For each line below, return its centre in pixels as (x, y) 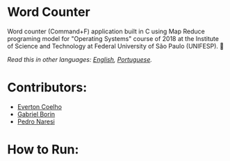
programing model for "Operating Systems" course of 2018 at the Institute (113, 38)
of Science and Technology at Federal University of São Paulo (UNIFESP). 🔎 (116, 46)
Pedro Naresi (36, 121)
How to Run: (43, 150)
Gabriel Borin (36, 114)
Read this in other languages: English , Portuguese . (80, 59)
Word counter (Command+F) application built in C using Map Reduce (106, 31)
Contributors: (47, 88)
